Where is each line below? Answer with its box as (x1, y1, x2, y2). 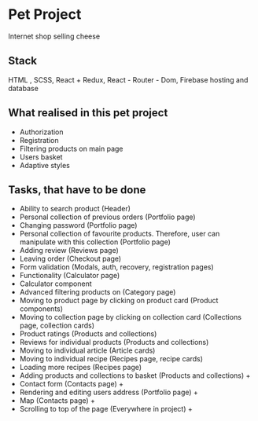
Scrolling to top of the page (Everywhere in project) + (19, 405, 193, 414)
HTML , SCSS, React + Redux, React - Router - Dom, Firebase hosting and (8, 75, 249, 84)
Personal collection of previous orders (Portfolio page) (19, 212, 196, 221)
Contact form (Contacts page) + (19, 379, 124, 389)
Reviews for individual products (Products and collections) (19, 338, 209, 347)
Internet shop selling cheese (8, 31, 101, 41)
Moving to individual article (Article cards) (19, 346, 156, 355)
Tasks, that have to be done (8, 183, 146, 196)
